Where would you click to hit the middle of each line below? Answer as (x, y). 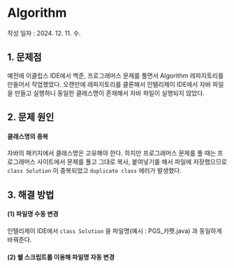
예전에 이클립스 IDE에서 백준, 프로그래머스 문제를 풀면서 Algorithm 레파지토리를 (116, 76)
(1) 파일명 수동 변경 (33, 214)
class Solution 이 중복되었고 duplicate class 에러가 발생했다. (94, 171)
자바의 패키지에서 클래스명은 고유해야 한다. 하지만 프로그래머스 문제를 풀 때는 (112, 153)
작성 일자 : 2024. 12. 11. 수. (44, 33)
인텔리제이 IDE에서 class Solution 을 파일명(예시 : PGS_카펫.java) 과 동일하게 (115, 231)
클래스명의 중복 (28, 136)
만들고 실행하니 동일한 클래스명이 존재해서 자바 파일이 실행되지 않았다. (109, 93)
